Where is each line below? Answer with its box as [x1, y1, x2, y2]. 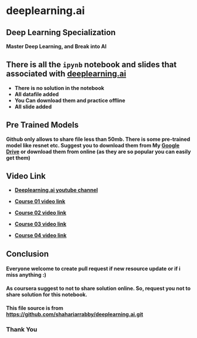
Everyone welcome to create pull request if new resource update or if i [6, 265, 181, 273]
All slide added [14, 103, 52, 110]
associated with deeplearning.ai [6, 69, 127, 79]
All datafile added [14, 91, 59, 98]
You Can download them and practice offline [14, 96, 125, 104]
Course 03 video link [14, 220, 67, 227]
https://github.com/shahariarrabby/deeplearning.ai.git [6, 311, 144, 318]
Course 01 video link [14, 198, 66, 205]
